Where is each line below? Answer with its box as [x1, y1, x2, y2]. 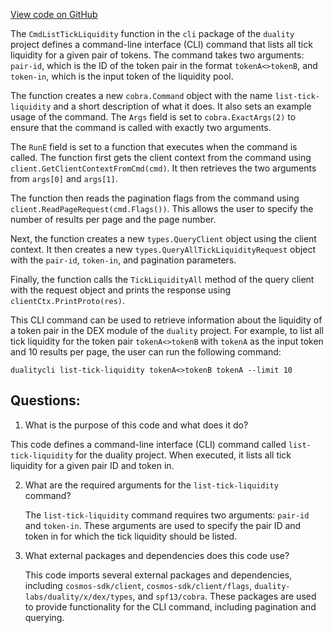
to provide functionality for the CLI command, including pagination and [24, 600, 317, 613]
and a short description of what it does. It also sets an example [53, 100, 312, 112]
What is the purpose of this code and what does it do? [24, 419, 249, 431]
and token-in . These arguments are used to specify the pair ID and [24, 519, 302, 531]
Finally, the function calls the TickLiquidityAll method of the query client [10, 274, 315, 285]
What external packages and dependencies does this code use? [24, 549, 290, 561]
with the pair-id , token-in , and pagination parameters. [10, 254, 237, 266]
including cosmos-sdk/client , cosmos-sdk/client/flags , [24, 579, 253, 591]
